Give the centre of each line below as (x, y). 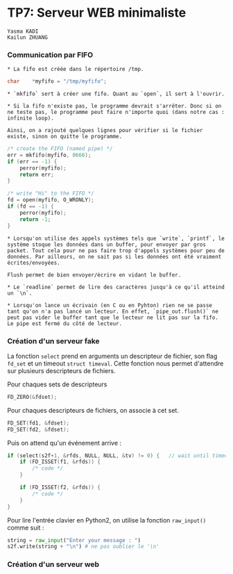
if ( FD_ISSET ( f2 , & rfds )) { (60, 488)
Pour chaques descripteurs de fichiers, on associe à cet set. (93, 410)
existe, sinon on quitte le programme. (65, 137)
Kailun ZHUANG (28, 37)
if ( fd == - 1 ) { (31, 206)
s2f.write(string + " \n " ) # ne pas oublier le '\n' (83, 547)
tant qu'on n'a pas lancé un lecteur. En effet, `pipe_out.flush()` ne (113, 311)
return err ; (37, 174)
